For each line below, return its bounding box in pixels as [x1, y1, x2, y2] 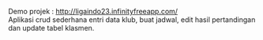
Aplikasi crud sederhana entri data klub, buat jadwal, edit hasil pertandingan [8, 15, 256, 24]
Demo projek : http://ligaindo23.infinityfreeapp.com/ [8, 7, 178, 16]
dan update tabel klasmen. [8, 24, 95, 32]
